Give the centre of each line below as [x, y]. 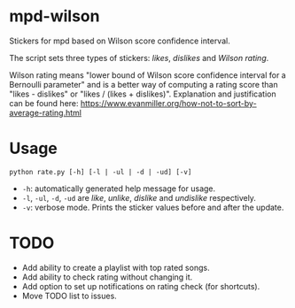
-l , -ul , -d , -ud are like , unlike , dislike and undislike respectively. [139, 197]
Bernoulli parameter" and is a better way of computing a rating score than [144, 84]
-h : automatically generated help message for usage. [119, 189]
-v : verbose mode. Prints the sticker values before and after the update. [153, 207]
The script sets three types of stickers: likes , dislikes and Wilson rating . [139, 58]
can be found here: [44, 103]
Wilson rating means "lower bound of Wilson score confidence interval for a [147, 75]
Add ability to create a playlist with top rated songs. [116, 267]
